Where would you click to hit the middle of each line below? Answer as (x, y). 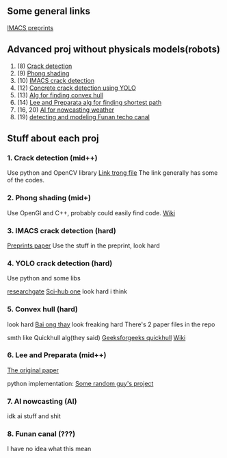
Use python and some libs (44, 278)
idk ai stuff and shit (34, 416)
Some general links (49, 11)
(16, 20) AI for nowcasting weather (66, 110)
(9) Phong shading (43, 73)
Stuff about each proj (53, 139)
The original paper (33, 370)
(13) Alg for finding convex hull (60, 95)
